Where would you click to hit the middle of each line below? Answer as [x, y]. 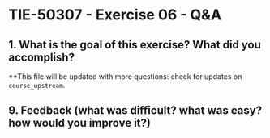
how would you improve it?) [80, 123]
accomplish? [42, 57]
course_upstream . [37, 85]
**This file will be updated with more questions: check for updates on [125, 77]
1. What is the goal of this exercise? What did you [135, 45]
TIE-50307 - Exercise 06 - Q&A [115, 15]
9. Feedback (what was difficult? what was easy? [135, 111]
